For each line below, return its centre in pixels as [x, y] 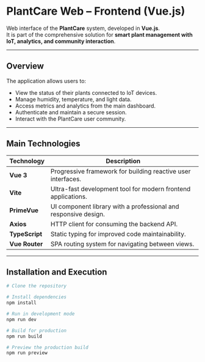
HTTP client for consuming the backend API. [114, 224]
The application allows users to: [46, 81]
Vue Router [26, 244]
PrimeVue [24, 210]
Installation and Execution [57, 272]
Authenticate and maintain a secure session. [71, 112]
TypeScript [26, 234]
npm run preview [27, 353]
